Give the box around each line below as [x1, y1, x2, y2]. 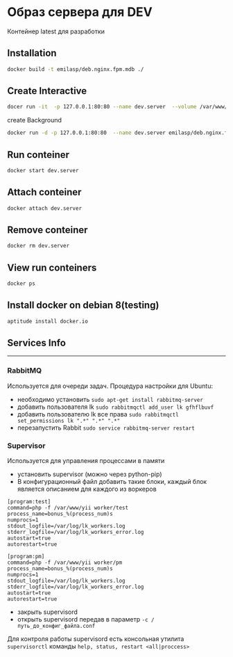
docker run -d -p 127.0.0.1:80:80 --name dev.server [7, 129, 166, 136]
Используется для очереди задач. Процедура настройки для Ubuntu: [7, 382, 214, 390]
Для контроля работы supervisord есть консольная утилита [7, 635, 184, 643]
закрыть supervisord [17, 608, 78, 616]
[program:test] [7, 498, 51, 505]
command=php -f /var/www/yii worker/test [7, 505, 129, 512]
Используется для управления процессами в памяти [7, 457, 165, 465]
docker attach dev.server [7, 204, 82, 212]
